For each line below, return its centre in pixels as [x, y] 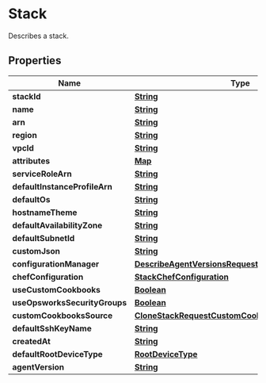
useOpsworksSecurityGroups [70, 302]
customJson [36, 251]
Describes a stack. [38, 36]
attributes [31, 161]
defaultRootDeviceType [57, 354]
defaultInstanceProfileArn [62, 186]
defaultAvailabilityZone [57, 225]
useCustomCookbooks [57, 289]
